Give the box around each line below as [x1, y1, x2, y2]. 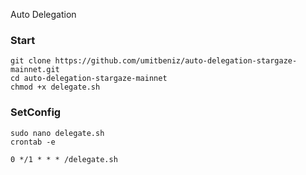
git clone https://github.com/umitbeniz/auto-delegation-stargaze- [10, 56, 298, 66]
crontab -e [10, 137, 56, 147]
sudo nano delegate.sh [10, 128, 105, 138]
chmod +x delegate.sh [10, 82, 101, 93]
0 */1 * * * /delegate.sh [10, 154, 118, 164]
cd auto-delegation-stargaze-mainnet [10, 74, 168, 84]
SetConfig [10, 105, 62, 119]
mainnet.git [10, 65, 60, 75]
